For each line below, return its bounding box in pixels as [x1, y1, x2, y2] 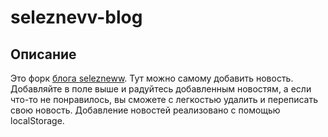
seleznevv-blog [10, 6, 143, 29]
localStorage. [10, 115, 65, 126]
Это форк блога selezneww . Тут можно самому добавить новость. [10, 72, 294, 84]
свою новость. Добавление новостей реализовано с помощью [10, 104, 281, 116]
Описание [10, 46, 77, 63]
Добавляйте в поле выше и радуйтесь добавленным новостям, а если [10, 83, 312, 95]
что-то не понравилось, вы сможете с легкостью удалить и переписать [10, 94, 318, 105]
